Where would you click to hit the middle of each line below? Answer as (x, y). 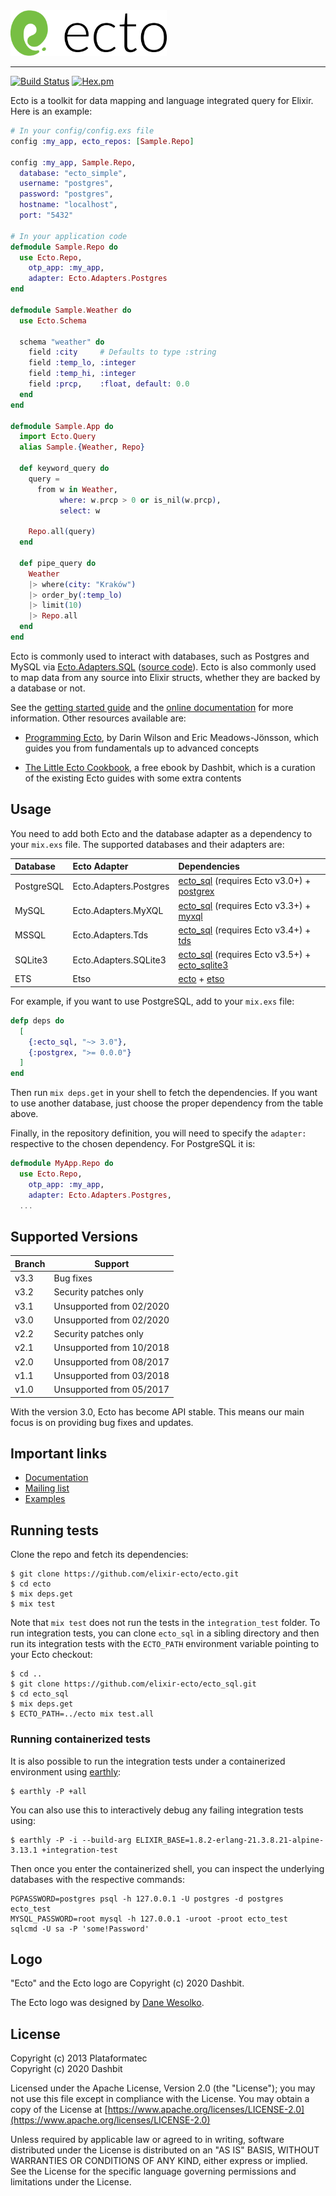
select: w (80, 510)
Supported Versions (74, 1237)
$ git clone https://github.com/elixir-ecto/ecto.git (125, 1574)
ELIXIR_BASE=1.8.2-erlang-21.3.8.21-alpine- (230, 1840)
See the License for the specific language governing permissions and (153, 2171)
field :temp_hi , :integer (82, 374)
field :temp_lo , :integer (82, 363)
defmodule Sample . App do (62, 426)
